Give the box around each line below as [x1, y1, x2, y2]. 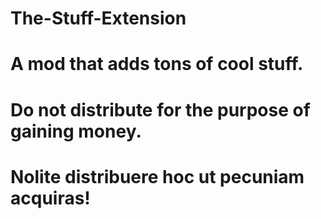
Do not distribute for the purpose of [10, 98, 311, 121]
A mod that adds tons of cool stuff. [10, 53, 304, 76]
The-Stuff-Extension [10, 7, 187, 30]
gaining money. [10, 120, 142, 142]
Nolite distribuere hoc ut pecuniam [10, 165, 305, 188]
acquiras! [10, 187, 91, 209]
